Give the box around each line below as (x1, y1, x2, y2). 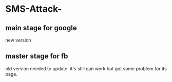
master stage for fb (5, 52, 68, 60)
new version (5, 37, 32, 43)
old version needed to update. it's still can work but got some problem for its (5, 65, 167, 72)
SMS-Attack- (5, 3, 62, 15)
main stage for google (5, 24, 77, 32)
